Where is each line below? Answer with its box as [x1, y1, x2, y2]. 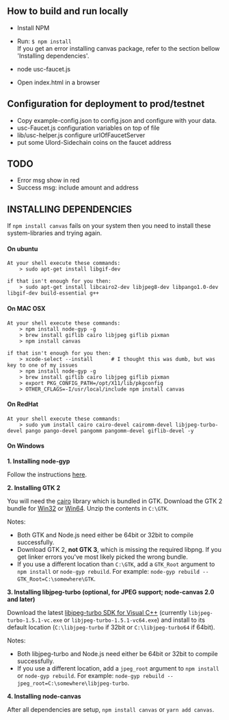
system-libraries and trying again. [7, 229, 103, 237]
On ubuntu [7, 244, 38, 253]
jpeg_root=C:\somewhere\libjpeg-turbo [16, 680, 128, 687]
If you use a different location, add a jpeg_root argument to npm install [16, 664, 219, 673]
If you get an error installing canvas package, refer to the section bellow [16, 44, 220, 52]
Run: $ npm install [16, 37, 72, 45]
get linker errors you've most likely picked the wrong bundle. [16, 553, 188, 561]
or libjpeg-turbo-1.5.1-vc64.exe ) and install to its [64, 616, 205, 624]
